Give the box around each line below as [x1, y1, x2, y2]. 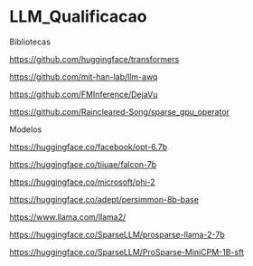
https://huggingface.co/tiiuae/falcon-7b [9, 158, 157, 169]
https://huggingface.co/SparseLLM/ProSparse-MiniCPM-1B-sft [9, 246, 244, 257]
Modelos [9, 124, 42, 135]
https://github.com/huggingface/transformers [9, 53, 180, 64]
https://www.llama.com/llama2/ [9, 211, 126, 223]
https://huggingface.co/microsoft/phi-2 [9, 176, 155, 187]
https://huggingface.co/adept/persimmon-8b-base [9, 194, 199, 204]
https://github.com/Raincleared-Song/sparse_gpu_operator [9, 106, 230, 117]
